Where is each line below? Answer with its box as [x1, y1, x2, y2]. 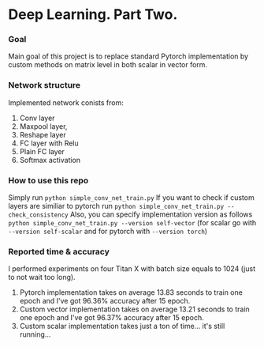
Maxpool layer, [19, 121, 68, 131]
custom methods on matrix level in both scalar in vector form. [8, 60, 207, 70]
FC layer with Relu [19, 138, 79, 148]
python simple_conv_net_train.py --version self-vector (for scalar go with [8, 218, 257, 228]
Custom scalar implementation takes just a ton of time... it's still [19, 322, 225, 331]
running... [19, 330, 51, 339]
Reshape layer [19, 130, 67, 139]
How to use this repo [8, 175, 89, 186]
